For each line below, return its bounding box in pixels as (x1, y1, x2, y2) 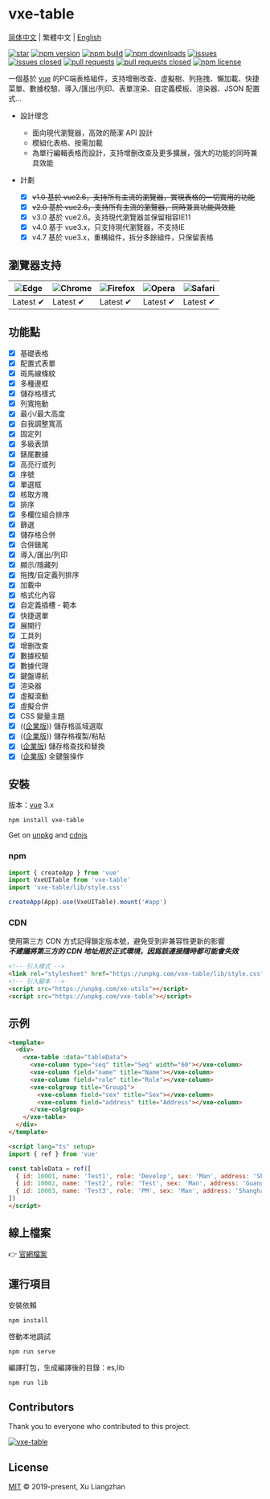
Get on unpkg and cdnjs (8, 830, 88, 840)
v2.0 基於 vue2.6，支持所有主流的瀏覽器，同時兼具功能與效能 (31, 203, 235, 211)
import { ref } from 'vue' (8, 1150, 99, 1158)
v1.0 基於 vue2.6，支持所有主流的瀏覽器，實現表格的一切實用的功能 (31, 192, 256, 202)
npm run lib (8, 1378, 48, 1386)
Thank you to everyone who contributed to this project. (8, 1422, 191, 1431)
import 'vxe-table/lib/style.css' (8, 883, 125, 892)
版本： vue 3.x (8, 801, 55, 810)
